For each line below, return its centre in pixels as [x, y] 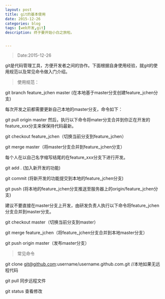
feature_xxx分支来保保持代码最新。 [41, 126]
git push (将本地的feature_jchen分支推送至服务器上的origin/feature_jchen [80, 189]
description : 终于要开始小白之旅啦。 [40, 33]
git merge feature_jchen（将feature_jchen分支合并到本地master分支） [76, 233]
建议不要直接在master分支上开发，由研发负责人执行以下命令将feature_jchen [82, 206]
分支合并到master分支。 [30, 212]
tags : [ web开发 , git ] [25, 28]
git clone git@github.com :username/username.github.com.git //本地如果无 [81, 264]
